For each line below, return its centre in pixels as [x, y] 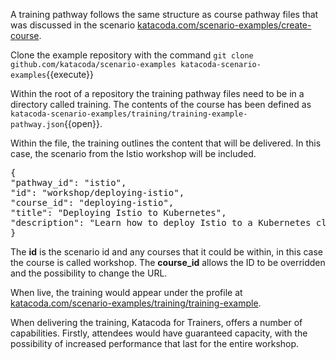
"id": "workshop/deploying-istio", [97, 192]
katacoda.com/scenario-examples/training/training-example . [136, 303]
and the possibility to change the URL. [89, 273]
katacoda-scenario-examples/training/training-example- [129, 114]
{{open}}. [83, 123]
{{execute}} [70, 74]
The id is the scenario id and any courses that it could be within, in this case [167, 252]
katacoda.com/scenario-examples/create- [224, 25]
